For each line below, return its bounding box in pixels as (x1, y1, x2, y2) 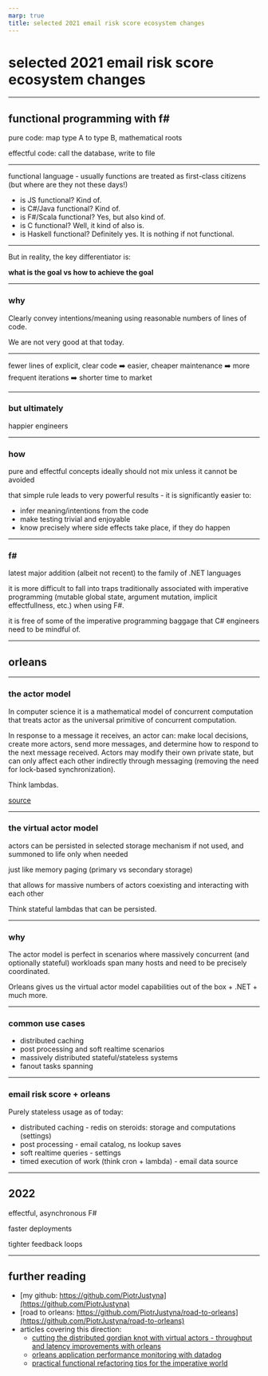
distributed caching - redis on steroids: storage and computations (19, 1122, 236, 1132)
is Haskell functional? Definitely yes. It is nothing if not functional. (19, 229, 235, 239)
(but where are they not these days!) (8, 180, 128, 190)
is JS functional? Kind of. (19, 195, 102, 205)
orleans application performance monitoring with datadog (31, 1350, 222, 1360)
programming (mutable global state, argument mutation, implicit (8, 592, 218, 602)
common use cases (8, 1018, 85, 1029)
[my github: (19, 1291, 58, 1300)
